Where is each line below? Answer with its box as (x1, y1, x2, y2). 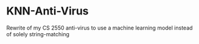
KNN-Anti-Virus (6, 4, 89, 18)
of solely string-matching (6, 30, 70, 37)
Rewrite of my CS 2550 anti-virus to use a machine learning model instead (6, 24, 193, 31)
